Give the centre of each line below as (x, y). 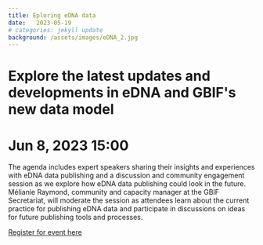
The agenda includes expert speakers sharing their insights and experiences (132, 167)
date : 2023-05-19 (40, 23)
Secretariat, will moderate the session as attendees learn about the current (129, 200)
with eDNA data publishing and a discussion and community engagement (126, 176)
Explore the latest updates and (110, 76)
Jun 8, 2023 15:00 (68, 145)
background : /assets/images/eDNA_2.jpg (73, 37)
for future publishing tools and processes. (76, 218)
